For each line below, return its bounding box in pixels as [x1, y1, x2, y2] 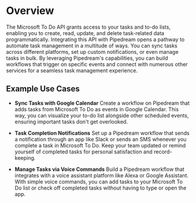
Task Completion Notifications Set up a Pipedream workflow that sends [14, 129, 190, 136]
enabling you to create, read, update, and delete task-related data [6, 29, 165, 36]
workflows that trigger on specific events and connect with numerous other [6, 60, 188, 68]
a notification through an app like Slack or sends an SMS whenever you [14, 136, 187, 143]
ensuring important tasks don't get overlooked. [14, 118, 128, 125]
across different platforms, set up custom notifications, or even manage [6, 48, 179, 55]
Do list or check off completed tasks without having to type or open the [14, 184, 187, 191]
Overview [6, 4, 54, 18]
